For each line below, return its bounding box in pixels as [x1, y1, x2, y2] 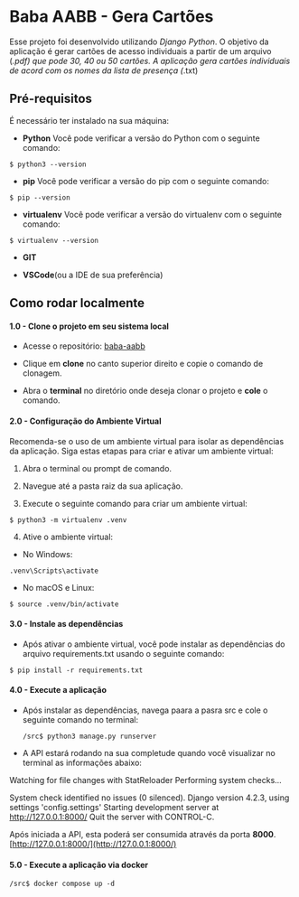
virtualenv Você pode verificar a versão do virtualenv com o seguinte [22, 209, 283, 220]
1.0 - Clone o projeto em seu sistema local [9, 321, 170, 332]
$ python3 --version [9, 160, 88, 169]
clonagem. [22, 368, 62, 378]
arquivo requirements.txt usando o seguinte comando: [22, 648, 225, 659]
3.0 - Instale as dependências [9, 619, 124, 630]
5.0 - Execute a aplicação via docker [9, 859, 149, 870]
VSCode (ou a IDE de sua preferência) [22, 269, 164, 280]
